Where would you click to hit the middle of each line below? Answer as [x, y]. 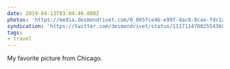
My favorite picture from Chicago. [55, 58]
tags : [15, 32]
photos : [18, 20]
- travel [20, 39]
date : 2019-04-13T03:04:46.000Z [53, 13]
